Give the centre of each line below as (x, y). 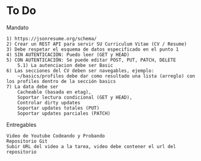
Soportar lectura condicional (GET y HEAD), (75, 97)
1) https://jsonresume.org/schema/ (52, 38)
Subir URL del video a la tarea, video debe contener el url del (91, 146)
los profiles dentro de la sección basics (61, 81)
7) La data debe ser (33, 87)
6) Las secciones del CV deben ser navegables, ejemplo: (80, 71)
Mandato (18, 27)
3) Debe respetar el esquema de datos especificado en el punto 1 (93, 49)
